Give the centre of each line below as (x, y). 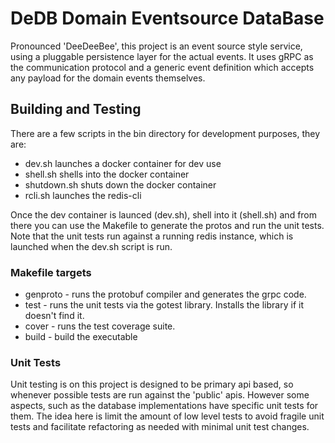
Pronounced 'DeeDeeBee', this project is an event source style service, (156, 46)
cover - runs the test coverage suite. (100, 326)
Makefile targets (51, 272)
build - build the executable (81, 337)
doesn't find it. (54, 316)
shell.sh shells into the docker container (107, 174)
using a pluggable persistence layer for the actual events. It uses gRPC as (162, 56)
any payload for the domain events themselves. (108, 78)
